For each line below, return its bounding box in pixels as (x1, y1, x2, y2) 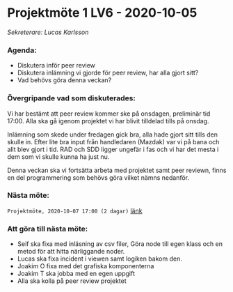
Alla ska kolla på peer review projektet (17, 277, 127, 285)
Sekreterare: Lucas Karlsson (7, 28, 89, 36)
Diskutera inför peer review (17, 61, 96, 70)
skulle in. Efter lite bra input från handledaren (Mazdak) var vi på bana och (7, 137, 220, 146)
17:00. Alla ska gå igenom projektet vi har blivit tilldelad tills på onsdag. (7, 116, 209, 125)
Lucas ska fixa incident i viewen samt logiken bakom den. (17, 254, 182, 263)
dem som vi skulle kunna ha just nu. (7, 152, 110, 161)
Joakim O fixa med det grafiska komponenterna (17, 262, 154, 270)
